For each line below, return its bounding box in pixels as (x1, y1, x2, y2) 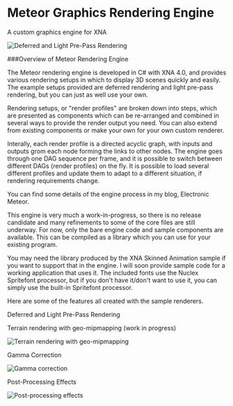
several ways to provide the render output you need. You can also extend (7, 118, 218, 127)
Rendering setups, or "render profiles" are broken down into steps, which (7, 104, 218, 112)
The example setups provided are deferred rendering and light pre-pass (7, 83, 214, 91)
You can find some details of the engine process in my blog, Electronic (7, 190, 210, 198)
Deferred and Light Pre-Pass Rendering (7, 310, 120, 318)
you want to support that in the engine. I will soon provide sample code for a (7, 261, 226, 269)
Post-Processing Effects (7, 377, 77, 386)
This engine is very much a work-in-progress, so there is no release (7, 211, 202, 219)
